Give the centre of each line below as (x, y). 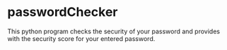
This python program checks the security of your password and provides (114, 31)
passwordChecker (63, 12)
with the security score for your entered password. (81, 38)
